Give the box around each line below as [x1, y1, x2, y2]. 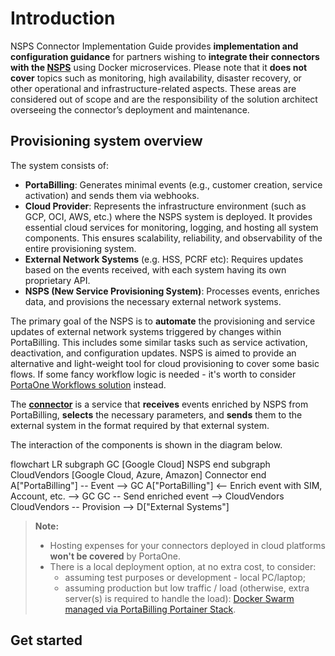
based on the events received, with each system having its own [24, 263, 287, 276]
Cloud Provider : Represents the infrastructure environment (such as [24, 200, 307, 212]
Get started [10, 632, 83, 649]
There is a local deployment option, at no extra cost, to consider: [49, 560, 317, 572]
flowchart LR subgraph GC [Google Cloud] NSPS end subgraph [10, 458, 271, 470]
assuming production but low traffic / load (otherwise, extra [64, 582, 310, 594]
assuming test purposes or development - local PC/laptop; [64, 571, 307, 583]
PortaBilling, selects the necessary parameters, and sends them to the [10, 408, 303, 421]
